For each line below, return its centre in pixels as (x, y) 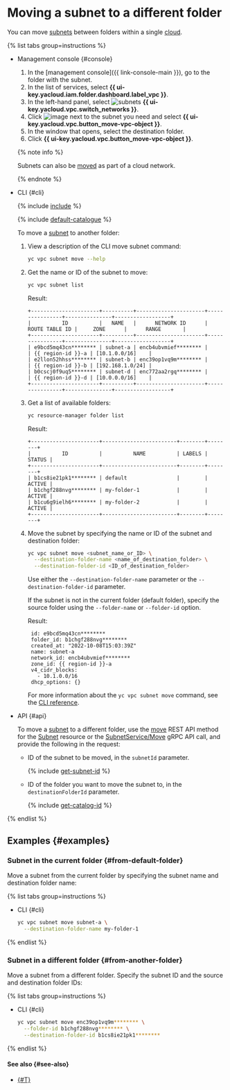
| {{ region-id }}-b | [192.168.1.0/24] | (90, 366)
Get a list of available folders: (69, 402)
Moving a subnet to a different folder (115, 13)
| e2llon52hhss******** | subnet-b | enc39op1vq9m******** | (117, 359)
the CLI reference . (53, 703)
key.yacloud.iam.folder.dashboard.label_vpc (94, 94)
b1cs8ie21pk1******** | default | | (121, 478)
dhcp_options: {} (56, 682)
